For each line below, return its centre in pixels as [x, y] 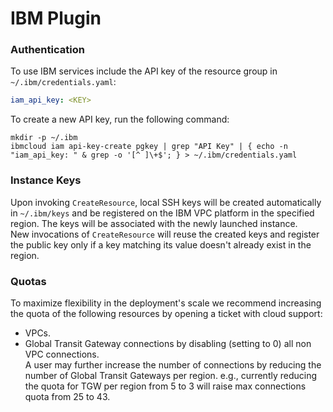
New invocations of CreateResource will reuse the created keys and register [165, 234]
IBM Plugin [56, 18]
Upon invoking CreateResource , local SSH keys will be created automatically [166, 202]
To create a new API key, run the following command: [120, 119]
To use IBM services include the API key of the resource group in [144, 71]
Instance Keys [46, 180]
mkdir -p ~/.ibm [44, 138]
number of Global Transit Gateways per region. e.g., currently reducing [171, 375]
